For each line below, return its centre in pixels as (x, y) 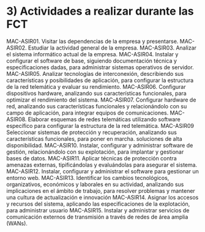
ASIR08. (17, 119)
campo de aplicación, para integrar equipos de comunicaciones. (88, 113)
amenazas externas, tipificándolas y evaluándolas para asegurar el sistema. (102, 165)
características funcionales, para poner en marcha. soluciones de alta (94, 138)
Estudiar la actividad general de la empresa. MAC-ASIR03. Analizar (112, 48)
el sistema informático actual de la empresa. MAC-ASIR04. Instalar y (92, 54)
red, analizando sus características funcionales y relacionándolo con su (97, 106)
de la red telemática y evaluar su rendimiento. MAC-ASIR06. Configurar (96, 86)
